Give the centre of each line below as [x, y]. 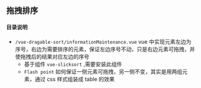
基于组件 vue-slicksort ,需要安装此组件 [73, 64]
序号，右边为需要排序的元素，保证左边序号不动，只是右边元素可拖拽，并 [105, 49]
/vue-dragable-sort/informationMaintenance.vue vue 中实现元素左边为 [103, 41]
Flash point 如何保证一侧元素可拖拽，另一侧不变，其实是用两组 [103, 71]
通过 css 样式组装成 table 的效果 [75, 79]
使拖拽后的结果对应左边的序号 [52, 56]
